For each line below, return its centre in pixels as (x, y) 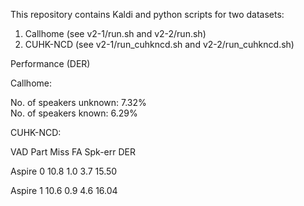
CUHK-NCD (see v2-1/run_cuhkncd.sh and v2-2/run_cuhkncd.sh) (159, 44)
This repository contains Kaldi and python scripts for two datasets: (147, 14)
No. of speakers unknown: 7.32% (78, 102)
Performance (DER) (50, 63)
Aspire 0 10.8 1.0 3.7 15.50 (64, 171)
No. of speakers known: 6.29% (74, 113)
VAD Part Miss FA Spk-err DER (73, 152)
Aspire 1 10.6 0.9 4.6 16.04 (64, 190)
